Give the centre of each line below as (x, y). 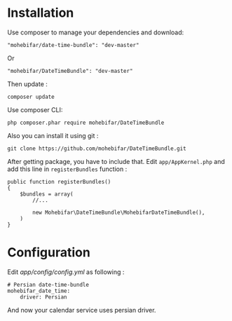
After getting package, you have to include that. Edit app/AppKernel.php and (116, 161)
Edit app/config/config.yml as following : (66, 272)
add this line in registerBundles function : (67, 169)
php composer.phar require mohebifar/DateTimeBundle (86, 123)
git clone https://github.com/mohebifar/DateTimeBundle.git (97, 149)
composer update (31, 97)
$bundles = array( (47, 194)
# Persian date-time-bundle (48, 285)
